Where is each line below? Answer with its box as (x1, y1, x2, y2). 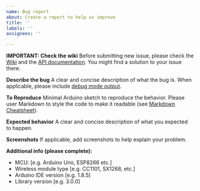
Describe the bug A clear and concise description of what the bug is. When (6, 77, 192, 84)
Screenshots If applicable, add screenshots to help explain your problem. (6, 136, 187, 143)
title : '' (6, 20, 31, 26)
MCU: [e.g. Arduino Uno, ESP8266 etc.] (14, 159, 112, 166)
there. (6, 65, 21, 72)
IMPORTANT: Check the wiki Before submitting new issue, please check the (6, 52, 194, 59)
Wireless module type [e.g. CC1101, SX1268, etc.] (14, 165, 136, 173)
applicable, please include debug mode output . (6, 82, 122, 90)
